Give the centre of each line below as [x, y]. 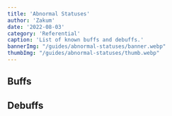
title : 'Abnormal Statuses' [49, 14]
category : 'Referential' [44, 33]
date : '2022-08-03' [36, 27]
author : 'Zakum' [31, 20]
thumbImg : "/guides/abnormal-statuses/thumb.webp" [84, 53]
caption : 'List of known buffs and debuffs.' [75, 40]
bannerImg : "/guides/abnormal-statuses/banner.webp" [87, 46]
